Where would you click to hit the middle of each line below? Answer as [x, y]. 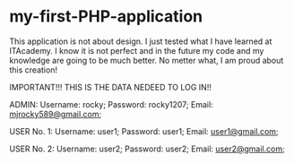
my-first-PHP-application [106, 17]
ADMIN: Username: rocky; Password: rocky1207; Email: [111, 104]
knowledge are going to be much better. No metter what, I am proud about [147, 60]
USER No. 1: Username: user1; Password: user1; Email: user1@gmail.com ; [144, 131]
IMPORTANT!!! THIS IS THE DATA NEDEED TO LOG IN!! [111, 87]
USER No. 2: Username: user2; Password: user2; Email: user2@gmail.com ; [147, 149]
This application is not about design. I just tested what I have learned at [141, 41]
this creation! [34, 70]
